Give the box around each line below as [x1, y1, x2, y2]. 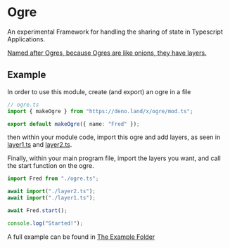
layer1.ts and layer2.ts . [7, 141, 72, 149]
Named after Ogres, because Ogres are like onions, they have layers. [7, 48, 207, 57]
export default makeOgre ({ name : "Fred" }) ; [7, 120, 140, 127]
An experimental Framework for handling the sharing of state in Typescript [7, 27, 223, 36]
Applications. [7, 34, 46, 43]
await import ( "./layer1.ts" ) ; [7, 195, 96, 202]
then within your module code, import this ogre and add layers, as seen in [7, 133, 221, 141]
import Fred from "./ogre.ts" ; [7, 175, 99, 183]
